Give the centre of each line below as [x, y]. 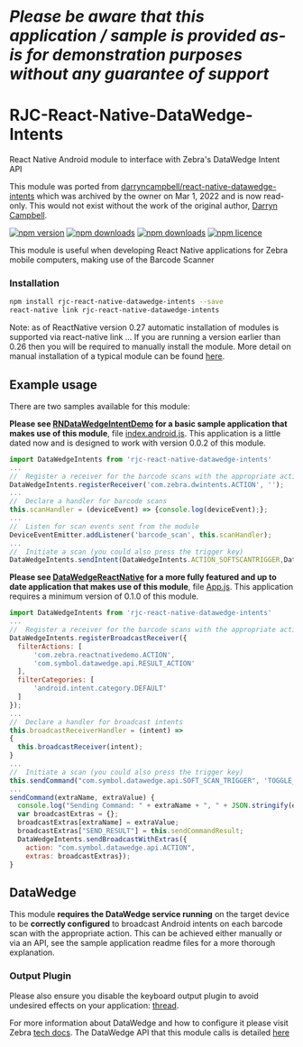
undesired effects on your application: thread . [94, 1005]
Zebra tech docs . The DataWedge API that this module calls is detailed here [150, 1032]
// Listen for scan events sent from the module [105, 526]
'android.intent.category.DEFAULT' [100, 689]
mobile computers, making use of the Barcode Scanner [112, 260]
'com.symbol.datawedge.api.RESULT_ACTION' [114, 663]
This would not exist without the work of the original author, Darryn [153, 206]
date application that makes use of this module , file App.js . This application [151, 587]
